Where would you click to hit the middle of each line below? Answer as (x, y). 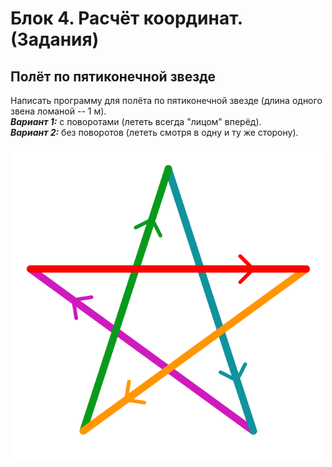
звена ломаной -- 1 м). (58, 111)
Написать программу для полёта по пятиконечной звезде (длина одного (166, 100)
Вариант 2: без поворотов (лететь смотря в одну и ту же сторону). (154, 132)
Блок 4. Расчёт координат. (126, 18)
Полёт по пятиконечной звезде (113, 76)
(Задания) (55, 39)
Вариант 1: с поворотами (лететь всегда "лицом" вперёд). (136, 121)
